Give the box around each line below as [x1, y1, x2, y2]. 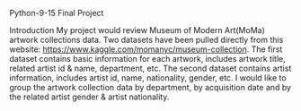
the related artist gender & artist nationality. [9, 91, 170, 102]
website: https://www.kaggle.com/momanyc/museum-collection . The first [9, 44, 283, 55]
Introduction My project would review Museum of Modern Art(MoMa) [9, 25, 265, 35]
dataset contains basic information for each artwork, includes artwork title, [9, 54, 286, 64]
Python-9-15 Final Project [9, 8, 104, 18]
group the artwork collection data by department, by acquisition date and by [9, 82, 292, 92]
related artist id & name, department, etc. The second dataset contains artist [9, 63, 292, 73]
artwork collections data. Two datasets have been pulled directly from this [9, 35, 284, 45]
